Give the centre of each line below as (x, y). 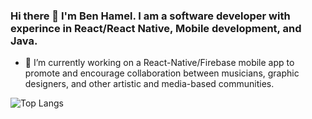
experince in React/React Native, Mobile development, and (156, 28)
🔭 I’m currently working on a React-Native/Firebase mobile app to (159, 63)
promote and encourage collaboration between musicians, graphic (162, 73)
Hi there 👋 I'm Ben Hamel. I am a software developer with (150, 16)
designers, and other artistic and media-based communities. (149, 84)
